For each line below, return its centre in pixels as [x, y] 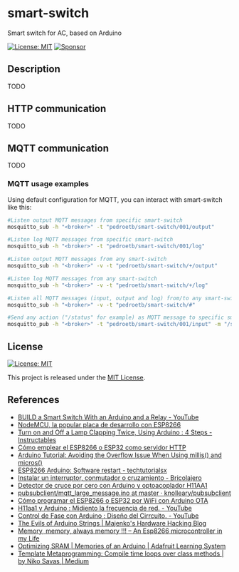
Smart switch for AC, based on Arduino [65, 33]
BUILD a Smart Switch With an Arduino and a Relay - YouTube [108, 417]
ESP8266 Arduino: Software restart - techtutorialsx [92, 470]
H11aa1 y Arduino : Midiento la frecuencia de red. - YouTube [105, 508]
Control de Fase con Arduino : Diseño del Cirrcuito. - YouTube [108, 516]
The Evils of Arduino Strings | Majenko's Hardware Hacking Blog [112, 523]
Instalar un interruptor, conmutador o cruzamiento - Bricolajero [110, 477]
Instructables [37, 439]
